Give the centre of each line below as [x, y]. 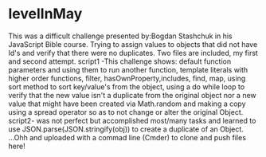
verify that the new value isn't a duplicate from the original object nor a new [132, 95]
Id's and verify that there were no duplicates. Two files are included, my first [133, 53]
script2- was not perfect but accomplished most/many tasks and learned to [132, 120]
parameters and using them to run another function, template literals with [128, 69]
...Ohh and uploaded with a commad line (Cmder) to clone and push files [127, 137]
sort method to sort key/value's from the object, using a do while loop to [127, 86]
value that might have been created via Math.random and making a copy [127, 104]
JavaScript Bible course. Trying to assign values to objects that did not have [133, 44]
